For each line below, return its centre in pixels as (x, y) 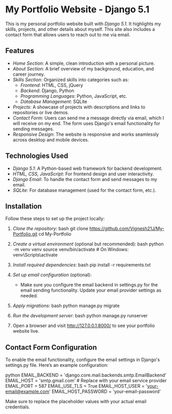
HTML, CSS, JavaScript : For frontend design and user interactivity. (83, 174)
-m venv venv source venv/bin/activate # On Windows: (71, 249)
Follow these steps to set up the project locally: (55, 219)
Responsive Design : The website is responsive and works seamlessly (86, 134)
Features (20, 51)
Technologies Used (37, 156)
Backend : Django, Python (47, 91)
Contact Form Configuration (51, 347)
